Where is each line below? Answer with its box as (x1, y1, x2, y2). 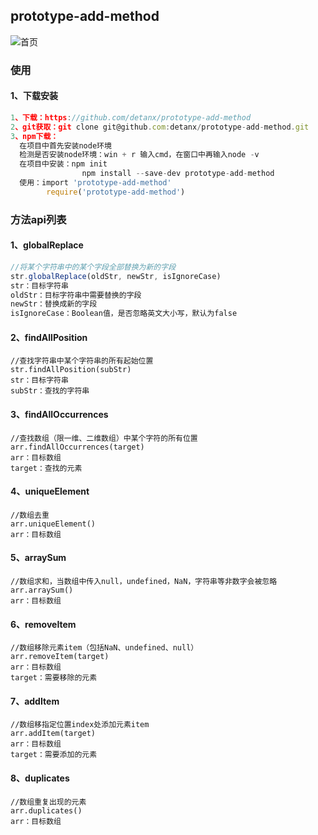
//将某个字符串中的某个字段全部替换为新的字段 (10, 262, 177, 272)
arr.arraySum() (10, 585, 74, 595)
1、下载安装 (10, 90, 59, 102)
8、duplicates (10, 772, 70, 784)
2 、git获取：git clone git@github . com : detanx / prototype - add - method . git (10, 122, 310, 132)
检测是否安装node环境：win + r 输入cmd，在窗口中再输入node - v (19, 150, 260, 160)
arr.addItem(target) (10, 729, 97, 739)
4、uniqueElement (10, 485, 90, 498)
